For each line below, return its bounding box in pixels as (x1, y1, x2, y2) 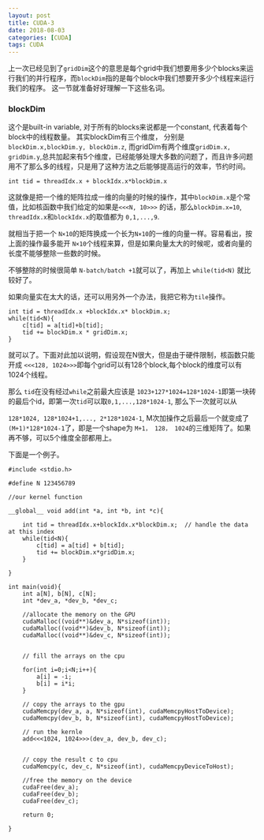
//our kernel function (8, 493, 83, 501)
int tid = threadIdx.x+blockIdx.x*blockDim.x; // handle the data (22, 521, 248, 529)
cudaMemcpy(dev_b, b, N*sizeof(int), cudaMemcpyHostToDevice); (22, 714, 235, 722)
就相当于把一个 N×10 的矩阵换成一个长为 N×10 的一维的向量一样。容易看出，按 (8, 229, 253, 238)
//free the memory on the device (22, 777, 132, 785)
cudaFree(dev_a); (22, 783, 80, 792)
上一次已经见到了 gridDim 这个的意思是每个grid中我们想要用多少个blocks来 (8, 64, 247, 73)
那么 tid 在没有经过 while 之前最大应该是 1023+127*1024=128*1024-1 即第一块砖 (8, 387, 256, 396)
